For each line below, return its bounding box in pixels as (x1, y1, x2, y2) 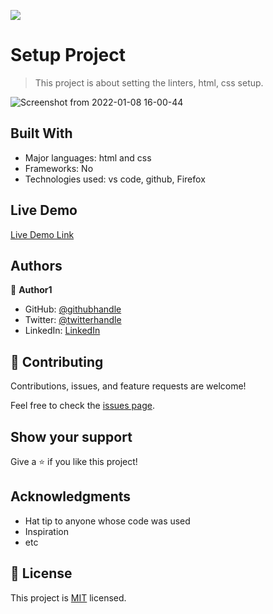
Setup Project (10, 44, 127, 67)
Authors (10, 257, 63, 274)
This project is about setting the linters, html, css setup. (34, 76, 264, 89)
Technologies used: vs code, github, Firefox (24, 173, 206, 185)
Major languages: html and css (24, 151, 152, 164)
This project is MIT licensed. (10, 591, 127, 604)
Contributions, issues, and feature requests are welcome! (10, 380, 247, 392)
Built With (10, 125, 73, 142)
